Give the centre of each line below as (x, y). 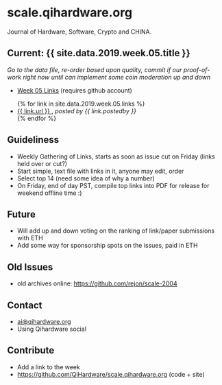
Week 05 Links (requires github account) (74, 90)
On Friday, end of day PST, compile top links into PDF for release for (113, 185)
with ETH (30, 238)
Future (22, 214)
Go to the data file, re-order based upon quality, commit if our (95, 69)
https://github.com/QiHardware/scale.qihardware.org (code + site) (111, 374)
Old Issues (30, 267)
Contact (25, 305)
